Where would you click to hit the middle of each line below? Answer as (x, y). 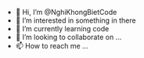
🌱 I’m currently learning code (62, 29)
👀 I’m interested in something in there (76, 20)
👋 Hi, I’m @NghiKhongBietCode (66, 12)
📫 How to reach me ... (52, 46)
